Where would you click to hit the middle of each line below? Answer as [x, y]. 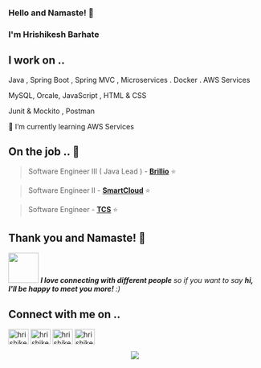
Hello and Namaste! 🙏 [51, 13]
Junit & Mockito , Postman [51, 111]
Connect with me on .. [65, 314]
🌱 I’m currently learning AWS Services [71, 126]
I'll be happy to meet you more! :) [64, 289]
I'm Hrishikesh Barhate [54, 34]
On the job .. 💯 [44, 152]
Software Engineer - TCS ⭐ [73, 210]
